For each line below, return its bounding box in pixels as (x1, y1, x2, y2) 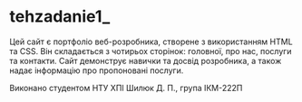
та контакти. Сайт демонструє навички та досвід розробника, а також (9, 55, 282, 66)
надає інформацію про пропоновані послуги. (9, 65, 184, 76)
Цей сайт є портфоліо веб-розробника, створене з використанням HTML (9, 36, 293, 47)
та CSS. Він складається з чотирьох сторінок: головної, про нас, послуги (9, 45, 292, 56)
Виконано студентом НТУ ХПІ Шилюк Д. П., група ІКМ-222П (9, 82, 243, 93)
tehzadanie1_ (9, 6, 111, 27)
